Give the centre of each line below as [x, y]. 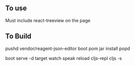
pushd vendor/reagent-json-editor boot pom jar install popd [68, 48]
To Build [18, 37]
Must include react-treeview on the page [48, 20]
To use [16, 8]
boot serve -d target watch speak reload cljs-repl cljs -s [64, 58]
